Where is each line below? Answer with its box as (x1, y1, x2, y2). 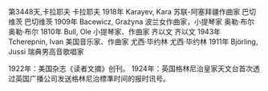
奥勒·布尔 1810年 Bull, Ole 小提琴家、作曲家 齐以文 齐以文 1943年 (8, 27, 221, 36)
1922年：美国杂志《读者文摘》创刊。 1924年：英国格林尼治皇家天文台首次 (8, 64, 254, 73)
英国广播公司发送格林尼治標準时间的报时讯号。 (14, 74, 170, 83)
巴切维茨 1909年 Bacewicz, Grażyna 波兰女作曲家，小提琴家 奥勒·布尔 (23, 17, 255, 26)
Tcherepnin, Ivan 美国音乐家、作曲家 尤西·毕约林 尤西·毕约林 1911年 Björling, (8, 37, 258, 46)
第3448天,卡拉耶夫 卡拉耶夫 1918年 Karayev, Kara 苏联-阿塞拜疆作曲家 (8, 7, 241, 16)
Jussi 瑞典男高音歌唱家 (8, 47, 84, 56)
